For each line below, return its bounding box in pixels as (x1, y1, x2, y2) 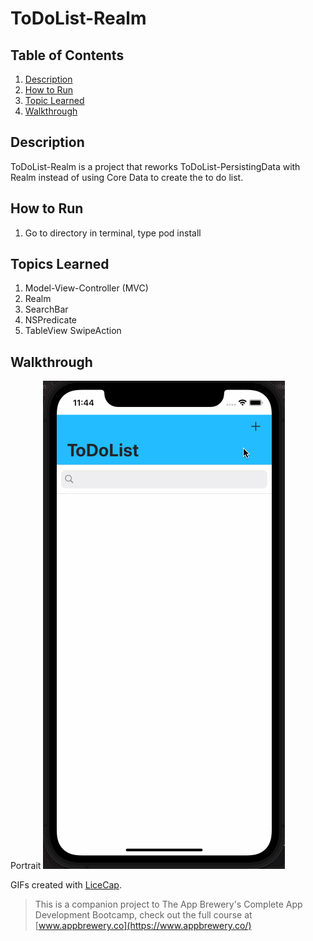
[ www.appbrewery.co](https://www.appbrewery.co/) (34, 920, 252, 932)
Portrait (10, 860, 42, 872)
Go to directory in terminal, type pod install (24, 227, 202, 239)
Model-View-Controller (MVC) (24, 282, 149, 294)
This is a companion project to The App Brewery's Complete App (34, 898, 303, 911)
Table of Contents (10, 47, 125, 64)
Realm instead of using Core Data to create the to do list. (10, 171, 244, 183)
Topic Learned (24, 95, 85, 106)
